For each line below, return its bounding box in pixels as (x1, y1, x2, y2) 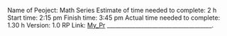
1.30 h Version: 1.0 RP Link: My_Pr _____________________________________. (7, 21, 214, 29)
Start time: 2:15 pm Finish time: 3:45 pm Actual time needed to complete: (7, 13, 221, 22)
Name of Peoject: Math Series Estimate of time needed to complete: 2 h (7, 6, 217, 14)
